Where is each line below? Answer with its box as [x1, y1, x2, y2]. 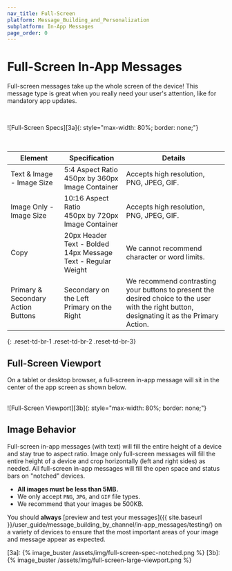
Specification [68, 153, 115, 163]
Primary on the [64, 302, 112, 312]
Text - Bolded [64, 239, 109, 249]
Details [162, 153, 186, 163]
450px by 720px [64, 211, 119, 221]
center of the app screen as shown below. [7, 383, 127, 391]
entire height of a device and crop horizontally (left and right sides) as [7, 457, 206, 465]
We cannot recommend [126, 243, 202, 253]
